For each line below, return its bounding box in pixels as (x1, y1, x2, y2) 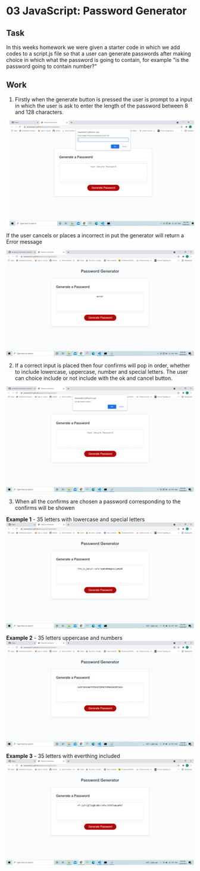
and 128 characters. (14, 109, 64, 116)
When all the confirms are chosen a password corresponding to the (14, 498, 181, 505)
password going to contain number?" (6, 63, 97, 70)
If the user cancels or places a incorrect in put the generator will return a (6, 232, 185, 239)
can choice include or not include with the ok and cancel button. (14, 374, 173, 382)
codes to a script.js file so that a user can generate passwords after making (6, 50, 192, 57)
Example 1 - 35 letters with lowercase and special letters (6, 516, 145, 523)
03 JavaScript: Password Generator (6, 4, 187, 18)
